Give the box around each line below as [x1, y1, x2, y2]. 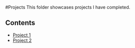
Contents [5, 18, 36, 27]
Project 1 [12, 32, 31, 38]
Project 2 [12, 37, 32, 43]
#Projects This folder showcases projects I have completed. [5, 4, 130, 10]
